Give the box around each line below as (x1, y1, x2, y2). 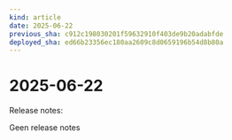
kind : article (9, 12, 62, 22)
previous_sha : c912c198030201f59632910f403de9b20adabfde (9, 29, 224, 38)
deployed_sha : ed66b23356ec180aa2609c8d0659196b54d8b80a (9, 37, 224, 47)
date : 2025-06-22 (9, 21, 73, 30)
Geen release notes (9, 122, 81, 133)
